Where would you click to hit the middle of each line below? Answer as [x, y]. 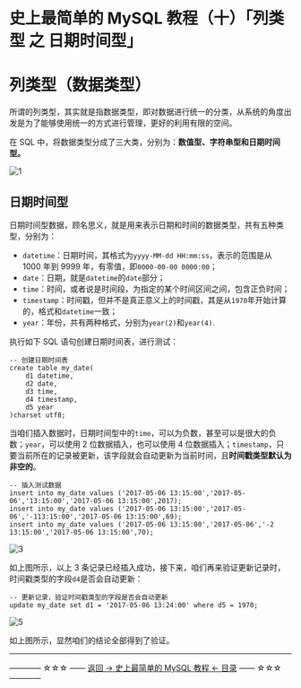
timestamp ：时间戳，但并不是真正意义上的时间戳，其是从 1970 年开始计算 [154, 300]
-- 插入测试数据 [35, 485]
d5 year [39, 407]
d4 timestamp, [52, 399]
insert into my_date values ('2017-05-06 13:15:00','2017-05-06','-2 [142, 524]
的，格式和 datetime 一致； [70, 311]
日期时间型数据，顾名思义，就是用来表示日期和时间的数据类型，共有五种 [142, 224]
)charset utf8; [38, 415]
